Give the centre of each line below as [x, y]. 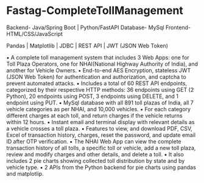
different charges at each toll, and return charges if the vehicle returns [94, 116]
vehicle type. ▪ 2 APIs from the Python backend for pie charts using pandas [101, 167]
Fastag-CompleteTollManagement [95, 11]
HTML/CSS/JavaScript [34, 33]
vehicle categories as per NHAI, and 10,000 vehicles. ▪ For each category [98, 109]
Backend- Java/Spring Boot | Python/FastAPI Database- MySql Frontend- [98, 27]
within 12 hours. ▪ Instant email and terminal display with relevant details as [100, 122]
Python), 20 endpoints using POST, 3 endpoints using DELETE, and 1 [92, 96]
